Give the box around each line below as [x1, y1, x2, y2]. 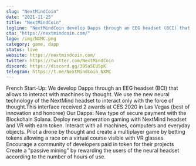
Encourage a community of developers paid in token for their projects [6, 141, 174, 148]
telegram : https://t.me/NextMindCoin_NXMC [6, 69, 111, 74]
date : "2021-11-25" [6, 14, 54, 20]
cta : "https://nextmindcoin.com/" [6, 31, 91, 36]
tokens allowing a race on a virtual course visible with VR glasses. [6, 134, 165, 141]
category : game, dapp [6, 42, 59, 48]
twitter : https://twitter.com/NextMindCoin [6, 57, 114, 63]
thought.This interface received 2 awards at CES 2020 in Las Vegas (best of [6, 103, 190, 110]
